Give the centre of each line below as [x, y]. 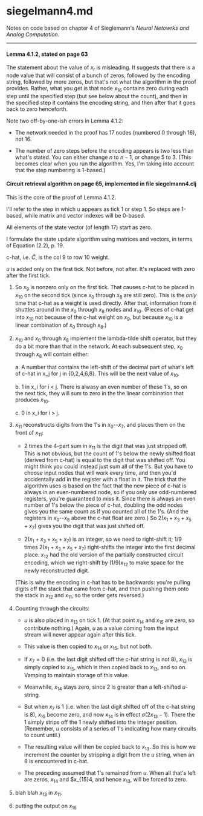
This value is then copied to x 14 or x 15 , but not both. [88, 647]
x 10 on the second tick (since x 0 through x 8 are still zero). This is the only [106, 296]
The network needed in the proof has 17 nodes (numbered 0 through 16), [105, 132]
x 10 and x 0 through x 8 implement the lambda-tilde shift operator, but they [106, 339]
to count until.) [42, 735]
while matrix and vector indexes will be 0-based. [85, 215]
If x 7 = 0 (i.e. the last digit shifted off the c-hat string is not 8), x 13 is [108, 660]
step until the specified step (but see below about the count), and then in [97, 96]
